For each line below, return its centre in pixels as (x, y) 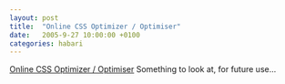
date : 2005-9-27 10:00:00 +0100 (75, 35)
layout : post (34, 18)
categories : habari (46, 43)
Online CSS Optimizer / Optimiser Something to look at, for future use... (143, 69)
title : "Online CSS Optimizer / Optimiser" (95, 26)
